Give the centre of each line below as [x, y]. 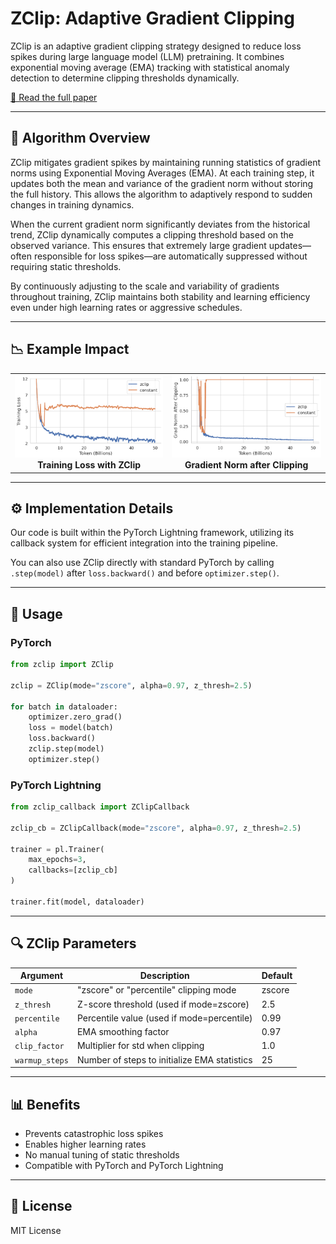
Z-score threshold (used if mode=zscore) [163, 1004]
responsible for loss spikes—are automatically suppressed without [170, 256]
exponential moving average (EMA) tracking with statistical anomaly [150, 67]
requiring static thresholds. [66, 266]
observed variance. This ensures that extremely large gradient [138, 245]
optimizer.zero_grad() [75, 717]
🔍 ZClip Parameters [73, 943]
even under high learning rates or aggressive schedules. [126, 307]
